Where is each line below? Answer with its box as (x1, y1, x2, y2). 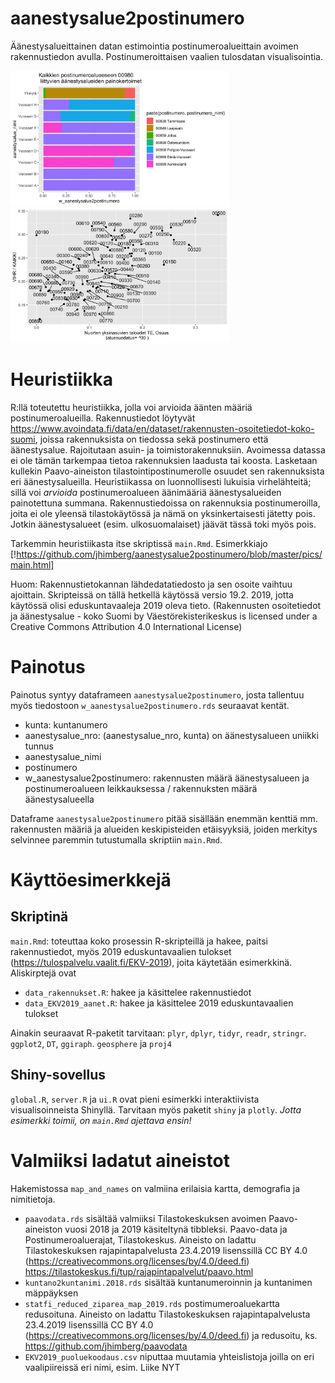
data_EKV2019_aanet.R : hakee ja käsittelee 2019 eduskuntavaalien (24, 997, 294, 1009)
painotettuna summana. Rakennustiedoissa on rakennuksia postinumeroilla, (10, 497, 321, 509)
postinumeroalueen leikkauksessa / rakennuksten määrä (24, 782, 258, 794)
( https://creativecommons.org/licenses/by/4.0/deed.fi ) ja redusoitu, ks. (24, 1329, 318, 1341)
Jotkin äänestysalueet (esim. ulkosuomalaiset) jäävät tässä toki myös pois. (10, 518, 317, 530)
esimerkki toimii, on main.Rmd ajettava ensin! (10, 1114, 192, 1126)
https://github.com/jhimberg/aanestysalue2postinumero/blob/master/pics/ (16, 548, 323, 560)
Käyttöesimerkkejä (10, 869, 172, 892)
